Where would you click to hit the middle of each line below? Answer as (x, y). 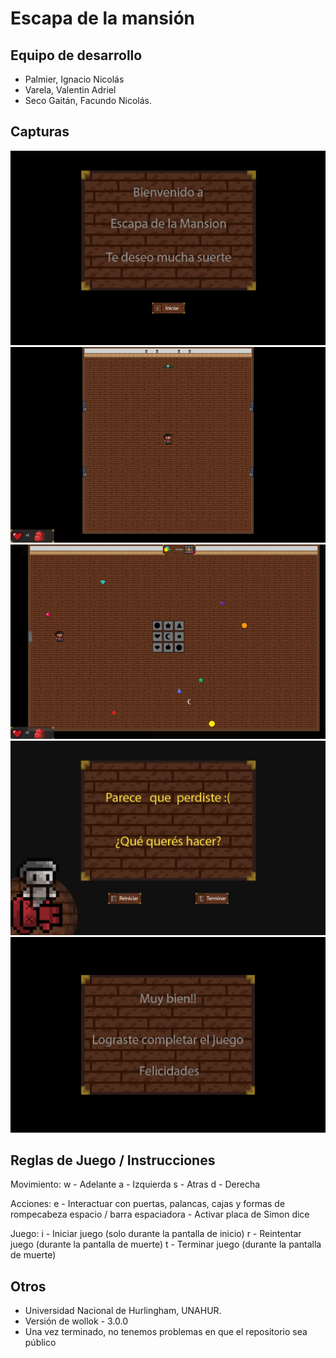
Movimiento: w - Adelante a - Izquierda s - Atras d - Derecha (135, 1184)
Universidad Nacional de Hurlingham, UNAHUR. (123, 1311)
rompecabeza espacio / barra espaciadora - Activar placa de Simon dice (160, 1214)
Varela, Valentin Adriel (70, 90)
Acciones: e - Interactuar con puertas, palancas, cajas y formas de (148, 1204)
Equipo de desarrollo (76, 55)
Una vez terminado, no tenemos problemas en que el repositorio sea (166, 1332)
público (40, 1343)
